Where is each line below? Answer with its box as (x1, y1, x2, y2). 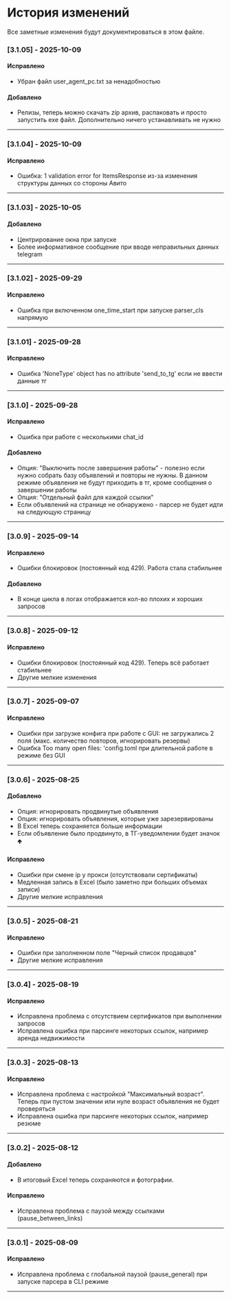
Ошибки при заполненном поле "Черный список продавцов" (16, 949, 197, 957)
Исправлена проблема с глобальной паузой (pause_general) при (16, 1270, 208, 1278)
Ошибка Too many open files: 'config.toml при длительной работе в (16, 743, 213, 752)
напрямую (16, 313, 48, 321)
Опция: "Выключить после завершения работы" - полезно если (16, 464, 205, 472)
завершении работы (16, 486, 77, 494)
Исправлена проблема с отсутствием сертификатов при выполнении (16, 1012, 222, 1020)
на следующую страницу (16, 508, 91, 516)
